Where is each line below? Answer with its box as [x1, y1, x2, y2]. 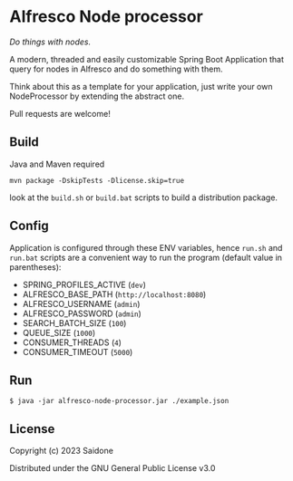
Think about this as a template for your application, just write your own [9, 81, 273, 91]
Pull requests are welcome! [9, 108, 111, 119]
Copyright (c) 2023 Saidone [9, 446, 113, 457]
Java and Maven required [9, 159, 105, 169]
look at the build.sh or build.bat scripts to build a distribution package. [9, 192, 278, 203]
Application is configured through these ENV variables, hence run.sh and [9, 242, 283, 253]
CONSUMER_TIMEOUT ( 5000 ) [22, 346, 133, 357]
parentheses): [9, 261, 62, 273]
